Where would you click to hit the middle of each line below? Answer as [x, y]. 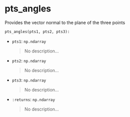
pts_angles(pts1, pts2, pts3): [37, 31]
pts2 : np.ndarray [29, 60]
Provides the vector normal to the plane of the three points [65, 22]
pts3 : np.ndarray [29, 80]
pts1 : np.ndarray [29, 41]
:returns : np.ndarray [33, 99]
